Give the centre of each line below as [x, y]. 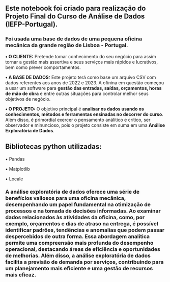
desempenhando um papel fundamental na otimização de [78, 205]
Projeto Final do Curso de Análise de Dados [75, 17]
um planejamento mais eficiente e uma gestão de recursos [79, 269]
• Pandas [15, 159]
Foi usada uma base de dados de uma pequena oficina [74, 39]
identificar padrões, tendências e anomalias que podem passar [85, 230]
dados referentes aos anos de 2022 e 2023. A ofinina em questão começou [85, 83]
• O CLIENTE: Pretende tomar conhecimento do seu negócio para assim [81, 56]
